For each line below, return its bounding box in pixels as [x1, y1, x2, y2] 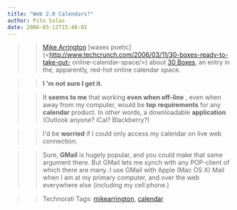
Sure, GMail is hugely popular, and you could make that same [42, 150, 223, 160]
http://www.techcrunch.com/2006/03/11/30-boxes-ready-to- [48, 50, 228, 59]
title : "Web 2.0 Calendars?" [7, 10, 94, 18]
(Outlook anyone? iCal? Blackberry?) [42, 116, 150, 124]
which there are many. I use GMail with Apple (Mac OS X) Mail [42, 166, 225, 175]
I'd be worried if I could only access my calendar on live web [42, 129, 222, 138]
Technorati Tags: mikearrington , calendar [42, 194, 164, 203]
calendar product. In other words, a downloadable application [42, 108, 226, 117]
